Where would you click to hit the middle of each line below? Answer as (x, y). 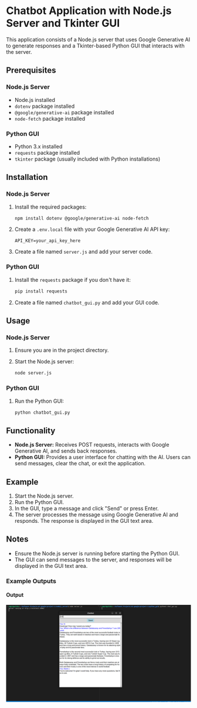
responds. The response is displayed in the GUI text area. (84, 521)
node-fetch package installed (50, 118)
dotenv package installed (45, 106)
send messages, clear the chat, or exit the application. (80, 464)
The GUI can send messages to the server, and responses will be (93, 559)
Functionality (31, 430)
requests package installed (47, 152)
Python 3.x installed (38, 146)
